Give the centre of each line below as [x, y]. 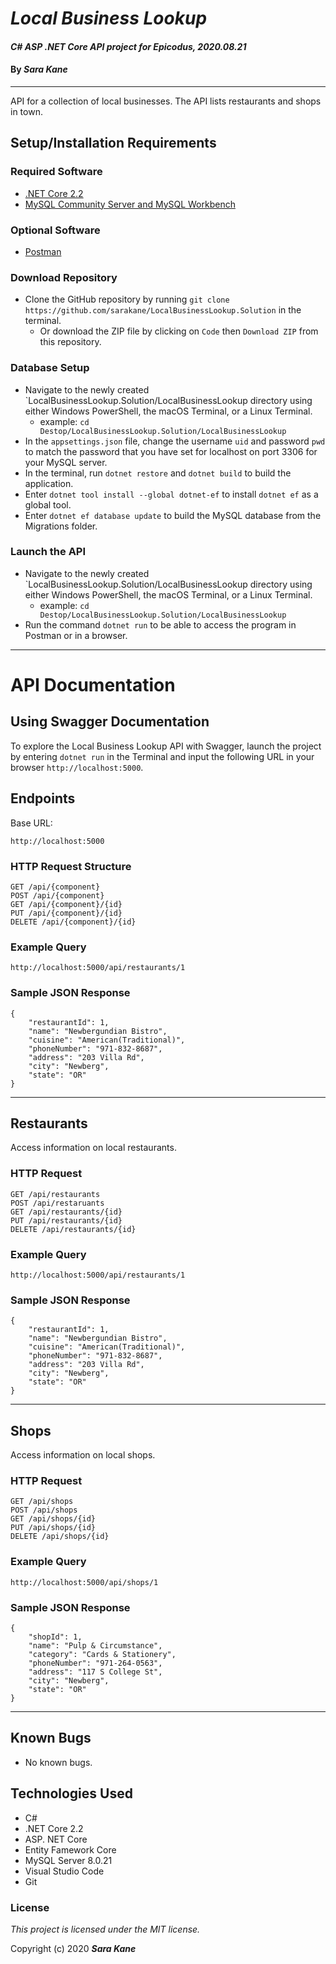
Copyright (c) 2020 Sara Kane [73, 1948]
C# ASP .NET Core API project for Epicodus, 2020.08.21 [128, 46]
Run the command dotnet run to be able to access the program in [160, 624]
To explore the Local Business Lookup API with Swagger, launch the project [166, 746]
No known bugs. [58, 1762]
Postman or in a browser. [76, 635]
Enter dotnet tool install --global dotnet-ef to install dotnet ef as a [171, 494]
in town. [26, 111]
